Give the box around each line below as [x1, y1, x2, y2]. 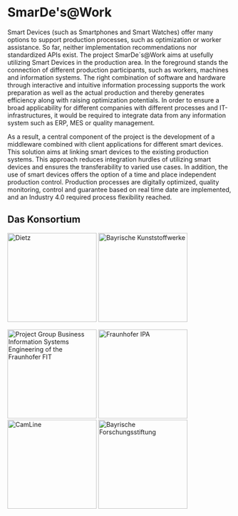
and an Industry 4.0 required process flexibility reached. [7, 193, 172, 201]
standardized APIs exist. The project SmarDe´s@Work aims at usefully [7, 51, 214, 59]
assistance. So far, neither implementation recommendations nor [7, 43, 197, 51]
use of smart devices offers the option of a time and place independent [7, 170, 217, 179]
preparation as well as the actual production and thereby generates [7, 88, 205, 97]
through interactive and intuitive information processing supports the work [7, 80, 226, 89]
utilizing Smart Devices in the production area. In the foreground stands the [7, 58, 229, 66]
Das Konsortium [7, 214, 81, 226]
